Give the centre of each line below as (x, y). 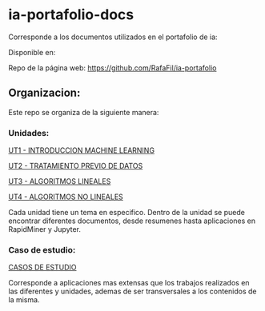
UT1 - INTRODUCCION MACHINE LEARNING (81, 150)
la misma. (24, 300)
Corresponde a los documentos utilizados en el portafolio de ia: (113, 37)
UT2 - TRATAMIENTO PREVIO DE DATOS (76, 166)
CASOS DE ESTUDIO (43, 267)
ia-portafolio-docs (71, 15)
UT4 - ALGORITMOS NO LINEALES (66, 197)
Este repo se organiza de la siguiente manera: (84, 112)
